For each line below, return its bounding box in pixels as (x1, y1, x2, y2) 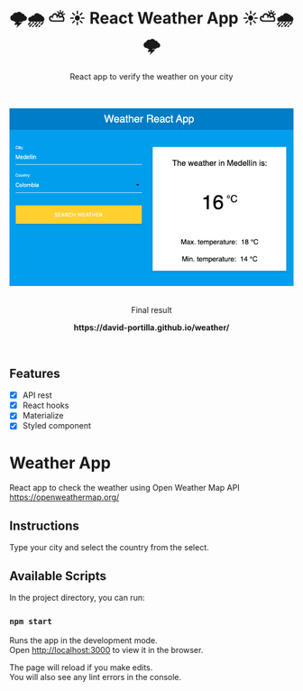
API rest (22, 390, 52, 401)
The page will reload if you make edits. (9, 662, 153, 673)
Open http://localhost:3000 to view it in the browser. (9, 645, 204, 656)
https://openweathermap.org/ (9, 492, 120, 502)
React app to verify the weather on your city (69, 70, 234, 82)
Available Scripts (9, 568, 106, 584)
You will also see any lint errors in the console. (9, 672, 182, 683)
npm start (9, 616, 52, 626)
